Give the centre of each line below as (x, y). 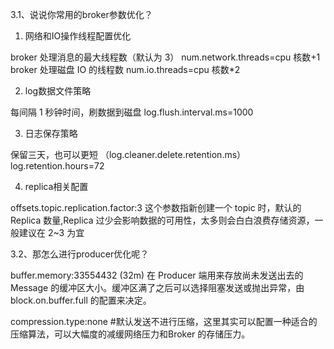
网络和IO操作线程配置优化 (78, 36)
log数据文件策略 (58, 91)
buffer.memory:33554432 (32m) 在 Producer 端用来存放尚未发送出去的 (157, 275)
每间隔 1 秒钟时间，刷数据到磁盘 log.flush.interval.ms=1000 (132, 112)
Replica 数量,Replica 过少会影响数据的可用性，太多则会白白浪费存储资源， (162, 220)
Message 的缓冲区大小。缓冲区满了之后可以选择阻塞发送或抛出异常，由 (157, 287)
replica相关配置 (56, 186)
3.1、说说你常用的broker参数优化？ (81, 14)
